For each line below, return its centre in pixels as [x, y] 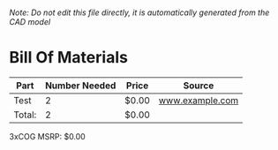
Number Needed [81, 86]
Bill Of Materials [68, 57]
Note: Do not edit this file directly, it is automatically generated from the [139, 12]
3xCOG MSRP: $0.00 [47, 136]
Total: [25, 115]
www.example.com [199, 100]
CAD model [30, 21]
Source [199, 86]
